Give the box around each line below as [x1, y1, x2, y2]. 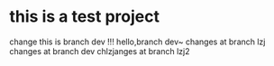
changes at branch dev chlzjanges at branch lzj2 [9, 45, 190, 56]
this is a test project [9, 6, 160, 27]
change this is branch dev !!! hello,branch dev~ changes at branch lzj [9, 36, 266, 47]
